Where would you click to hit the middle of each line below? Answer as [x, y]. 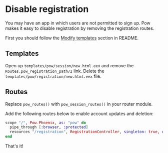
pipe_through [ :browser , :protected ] [49, 127]
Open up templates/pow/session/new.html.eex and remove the [69, 65]
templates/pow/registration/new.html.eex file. [53, 76]
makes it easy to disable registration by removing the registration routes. [80, 28]
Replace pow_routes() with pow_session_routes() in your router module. [79, 104]
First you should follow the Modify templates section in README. [72, 38]
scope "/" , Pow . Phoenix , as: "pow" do [45, 123]
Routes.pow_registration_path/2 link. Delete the [55, 71]
